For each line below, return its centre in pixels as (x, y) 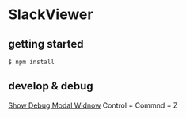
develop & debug (51, 86)
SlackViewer (51, 15)
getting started (46, 44)
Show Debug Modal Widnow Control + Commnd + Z (93, 105)
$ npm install (32, 62)
